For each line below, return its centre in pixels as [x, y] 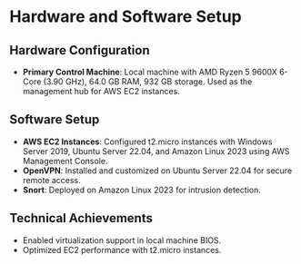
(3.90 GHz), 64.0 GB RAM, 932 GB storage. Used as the [148, 82]
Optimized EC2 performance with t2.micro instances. [122, 249]
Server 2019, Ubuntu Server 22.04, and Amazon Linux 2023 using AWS [156, 151]
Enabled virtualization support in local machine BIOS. [122, 240]
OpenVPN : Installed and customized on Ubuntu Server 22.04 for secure [157, 171]
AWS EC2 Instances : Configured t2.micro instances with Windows [147, 142]
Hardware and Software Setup [126, 17]
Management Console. [65, 161]
